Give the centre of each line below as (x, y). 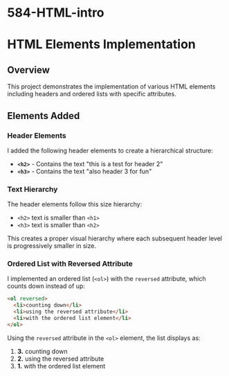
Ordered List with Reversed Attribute (70, 264)
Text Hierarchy (33, 189)
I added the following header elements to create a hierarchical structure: (110, 150)
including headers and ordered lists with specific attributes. (92, 94)
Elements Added (44, 116)
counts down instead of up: (46, 286)
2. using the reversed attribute (61, 359)
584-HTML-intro (56, 13)
